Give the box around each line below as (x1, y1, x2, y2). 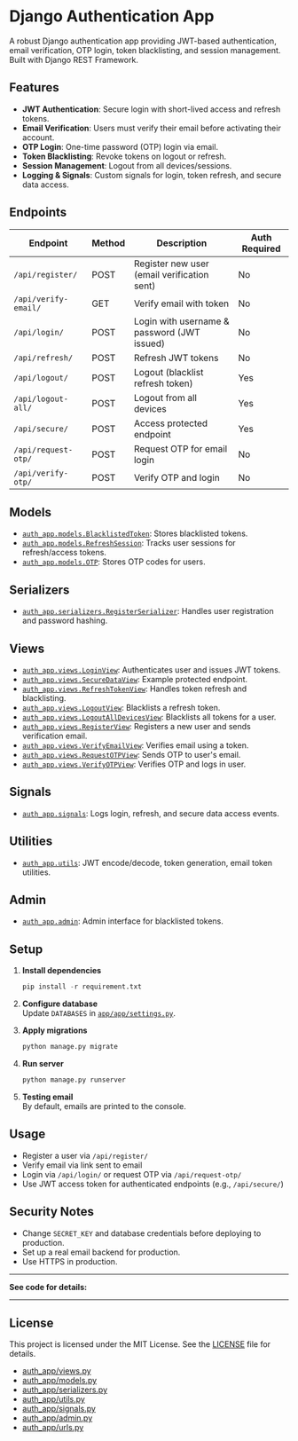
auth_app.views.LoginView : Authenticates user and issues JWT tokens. (21, 665, 281, 675)
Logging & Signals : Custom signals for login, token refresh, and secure (21, 169, 282, 180)
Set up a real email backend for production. (21, 1247, 181, 1257)
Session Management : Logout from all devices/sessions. (21, 160, 232, 170)
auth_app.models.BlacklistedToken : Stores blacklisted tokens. (21, 528, 248, 539)
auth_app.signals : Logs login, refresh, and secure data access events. (21, 807, 279, 818)
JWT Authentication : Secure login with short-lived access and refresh (21, 104, 281, 114)
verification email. (21, 730, 88, 741)
